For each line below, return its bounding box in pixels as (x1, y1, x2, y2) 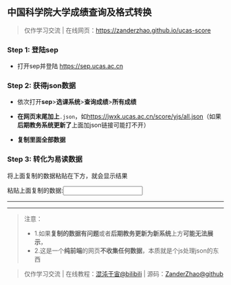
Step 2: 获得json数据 (7, 81, 76, 91)
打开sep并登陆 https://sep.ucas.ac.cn (16, 62, 124, 70)
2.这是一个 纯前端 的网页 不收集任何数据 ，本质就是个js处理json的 (34, 246, 213, 255)
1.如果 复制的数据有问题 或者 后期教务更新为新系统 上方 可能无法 (34, 229, 208, 237)
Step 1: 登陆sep (7, 45, 58, 54)
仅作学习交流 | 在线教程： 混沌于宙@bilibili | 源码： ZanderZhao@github (23, 269, 223, 277)
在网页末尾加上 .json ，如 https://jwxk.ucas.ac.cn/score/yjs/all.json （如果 (16, 112, 222, 120)
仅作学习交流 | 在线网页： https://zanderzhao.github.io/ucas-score (23, 26, 211, 34)
